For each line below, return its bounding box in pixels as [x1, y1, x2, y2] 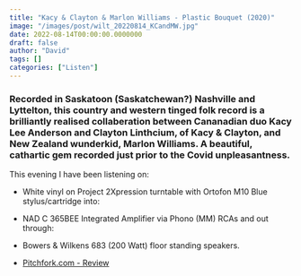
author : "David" [9, 47, 70, 56]
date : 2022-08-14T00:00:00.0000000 [9, 30, 143, 39]
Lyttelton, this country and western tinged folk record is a [9, 104, 265, 116]
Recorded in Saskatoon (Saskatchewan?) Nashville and [9, 92, 256, 105]
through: [22, 223, 55, 234]
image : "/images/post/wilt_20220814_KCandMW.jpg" [9, 22, 199, 30]
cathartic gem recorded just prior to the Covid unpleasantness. [9, 149, 290, 161]
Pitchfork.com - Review [22, 257, 110, 269]
